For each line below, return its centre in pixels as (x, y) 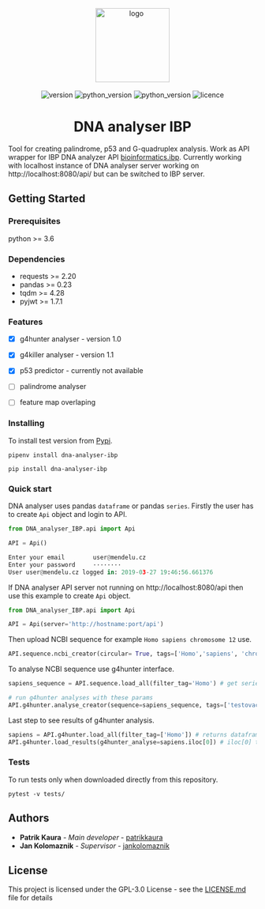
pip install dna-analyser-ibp (58, 469)
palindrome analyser (53, 387)
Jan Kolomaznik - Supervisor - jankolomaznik (94, 846)
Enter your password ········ (65, 564)
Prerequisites (34, 221)
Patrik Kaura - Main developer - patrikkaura (91, 837)
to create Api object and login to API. (68, 515)
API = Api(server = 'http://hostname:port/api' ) (86, 624)
